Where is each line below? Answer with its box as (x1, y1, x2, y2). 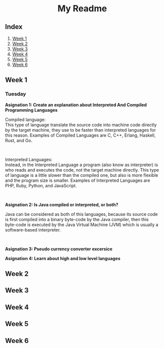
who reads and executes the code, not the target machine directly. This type (5, 167, 159, 173)
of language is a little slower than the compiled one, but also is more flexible (5, 172, 158, 178)
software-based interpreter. (5, 227, 61, 232)
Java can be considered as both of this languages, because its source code (5, 211, 158, 217)
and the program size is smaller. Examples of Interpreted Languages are (5, 177, 150, 183)
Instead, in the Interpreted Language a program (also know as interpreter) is (5, 162, 158, 168)
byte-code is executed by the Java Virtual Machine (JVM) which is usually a (5, 222, 159, 228)
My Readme (57, 3, 107, 14)
